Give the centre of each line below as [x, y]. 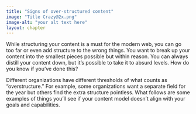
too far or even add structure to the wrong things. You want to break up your [98, 51]
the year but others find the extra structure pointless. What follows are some [98, 92]
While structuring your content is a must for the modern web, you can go [94, 44]
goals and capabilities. [33, 105]
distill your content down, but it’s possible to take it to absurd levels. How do [98, 63]
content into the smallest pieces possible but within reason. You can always [97, 56]
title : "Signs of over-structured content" [60, 11]
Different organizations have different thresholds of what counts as [87, 80]
